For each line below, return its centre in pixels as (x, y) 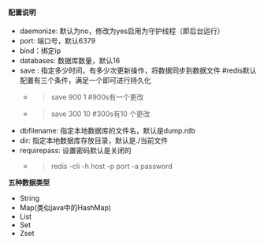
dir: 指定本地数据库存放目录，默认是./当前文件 (94, 141)
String (30, 198)
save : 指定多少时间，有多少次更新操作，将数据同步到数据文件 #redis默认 (138, 70)
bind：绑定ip (40, 51)
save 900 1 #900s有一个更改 (97, 97)
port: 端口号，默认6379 (58, 41)
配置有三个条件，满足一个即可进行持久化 (85, 81)
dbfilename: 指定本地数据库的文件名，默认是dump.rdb (107, 131)
